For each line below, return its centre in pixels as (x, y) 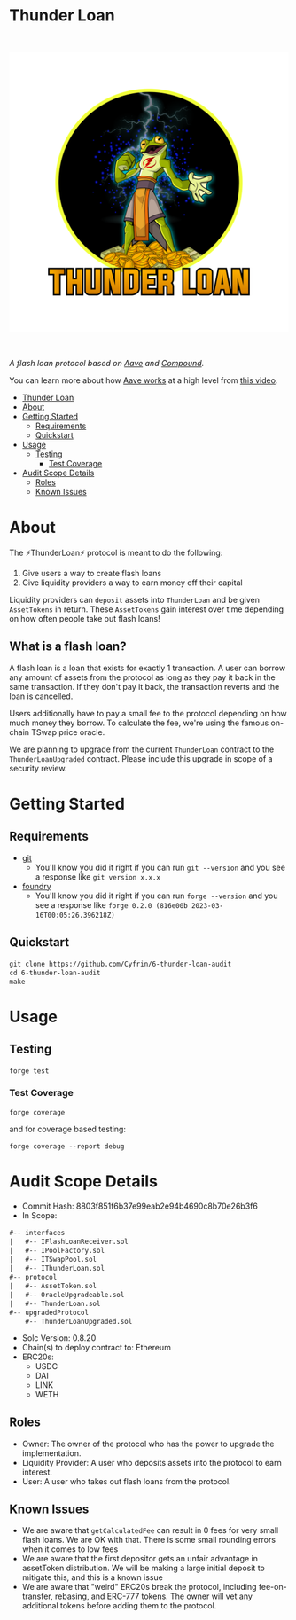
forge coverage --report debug (67, 1146)
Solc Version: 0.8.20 (59, 1338)
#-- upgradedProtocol (49, 1312)
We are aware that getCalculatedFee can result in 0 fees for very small (150, 1530)
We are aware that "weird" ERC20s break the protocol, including (139, 1587)
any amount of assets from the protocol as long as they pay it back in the (143, 677)
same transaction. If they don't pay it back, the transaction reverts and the (144, 686)
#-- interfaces (37, 1233)
